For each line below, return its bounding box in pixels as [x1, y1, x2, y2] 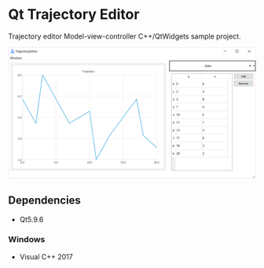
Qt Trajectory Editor [8, 6, 140, 24]
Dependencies [8, 194, 81, 207]
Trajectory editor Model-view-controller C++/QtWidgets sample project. [8, 31, 241, 41]
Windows [8, 234, 46, 245]
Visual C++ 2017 [19, 251, 73, 261]
